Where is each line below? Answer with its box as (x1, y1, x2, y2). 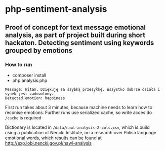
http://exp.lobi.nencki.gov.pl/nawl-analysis (5, 140, 92, 146)
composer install (12, 72, 46, 78)
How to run (5, 61, 32, 68)
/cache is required (5, 114, 41, 120)
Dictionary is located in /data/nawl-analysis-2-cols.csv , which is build (5, 124, 150, 130)
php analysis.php (12, 77, 48, 83)
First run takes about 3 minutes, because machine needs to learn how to (5, 104, 153, 110)
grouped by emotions (5, 46, 73, 55)
